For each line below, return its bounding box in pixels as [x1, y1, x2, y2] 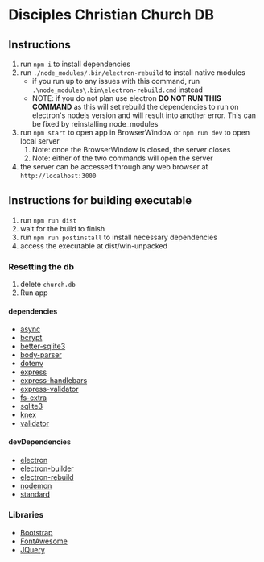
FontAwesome [19, 536, 68, 546]
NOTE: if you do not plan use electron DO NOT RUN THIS [31, 94, 221, 102]
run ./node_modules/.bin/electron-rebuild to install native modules [19, 68, 245, 77]
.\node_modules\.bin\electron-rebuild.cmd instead [31, 85, 204, 94]
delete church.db [19, 280, 76, 289]
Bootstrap [19, 527, 53, 537]
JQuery [19, 544, 46, 554]
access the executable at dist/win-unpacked [19, 240, 167, 251]
